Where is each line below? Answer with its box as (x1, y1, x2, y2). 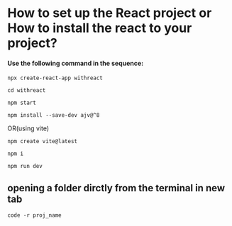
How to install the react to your (7, 20, 192, 36)
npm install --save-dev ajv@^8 (7, 112, 100, 119)
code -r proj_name (7, 212, 62, 219)
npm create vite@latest (7, 138, 78, 145)
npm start (7, 99, 37, 107)
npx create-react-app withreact (7, 74, 103, 82)
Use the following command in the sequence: (7, 59, 144, 67)
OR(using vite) (7, 124, 50, 132)
